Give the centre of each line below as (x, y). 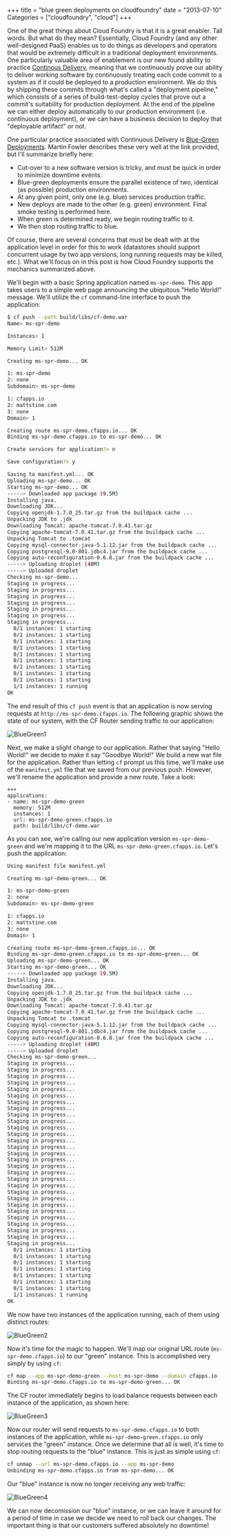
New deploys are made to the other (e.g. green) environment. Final (112, 204)
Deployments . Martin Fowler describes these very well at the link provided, (113, 147)
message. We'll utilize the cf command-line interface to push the (99, 297)
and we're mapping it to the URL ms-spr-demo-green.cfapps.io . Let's (121, 846)
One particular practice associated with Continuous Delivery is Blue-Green (113, 140)
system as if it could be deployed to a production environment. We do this (112, 82)
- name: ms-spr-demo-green (46, 802)
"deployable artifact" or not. (47, 126)
